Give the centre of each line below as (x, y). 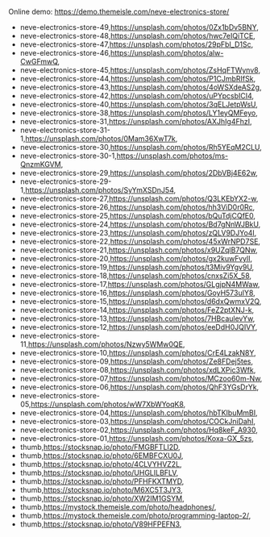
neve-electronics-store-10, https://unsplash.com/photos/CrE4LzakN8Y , (138, 353)
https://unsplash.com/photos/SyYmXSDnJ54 (100, 190)
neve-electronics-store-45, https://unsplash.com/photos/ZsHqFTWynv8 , (140, 70)
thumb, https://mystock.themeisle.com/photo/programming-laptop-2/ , (135, 516)
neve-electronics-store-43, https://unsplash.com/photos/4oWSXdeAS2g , (141, 87)
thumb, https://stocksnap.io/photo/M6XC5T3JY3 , (101, 490)
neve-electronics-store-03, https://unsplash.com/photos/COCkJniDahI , (138, 421)
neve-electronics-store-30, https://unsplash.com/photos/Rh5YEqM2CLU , (141, 147)
